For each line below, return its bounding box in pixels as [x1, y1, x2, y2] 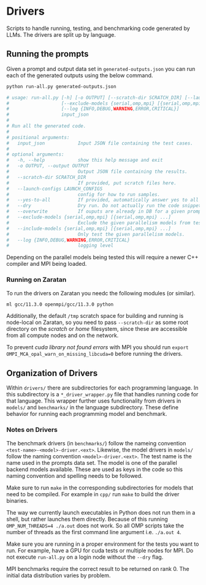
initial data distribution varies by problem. [6, 572, 111, 579]
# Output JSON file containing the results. [6, 168, 188, 175]
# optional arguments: [6, 151, 64, 157]
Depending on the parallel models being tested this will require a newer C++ [6, 254, 199, 261]
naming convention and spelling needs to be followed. [6, 472, 143, 479]
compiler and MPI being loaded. [6, 260, 87, 268]
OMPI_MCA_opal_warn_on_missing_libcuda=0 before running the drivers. [6, 350, 183, 358]
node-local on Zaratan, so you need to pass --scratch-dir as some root [6, 319, 188, 326]
